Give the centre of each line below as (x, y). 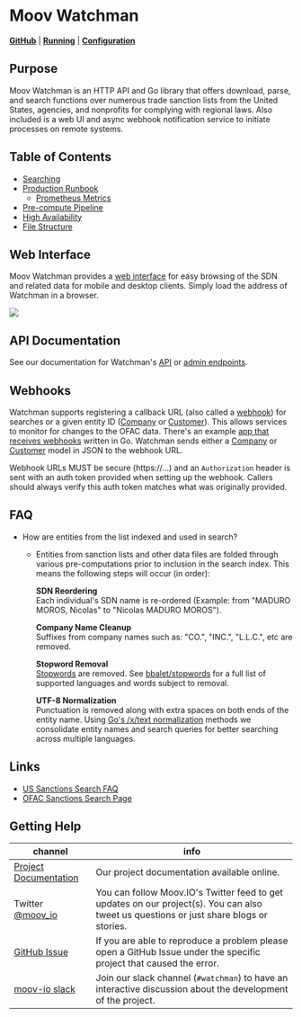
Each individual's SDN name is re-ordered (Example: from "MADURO (163, 600)
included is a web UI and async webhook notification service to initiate (140, 119)
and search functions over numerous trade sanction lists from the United (144, 100)
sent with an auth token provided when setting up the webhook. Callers (141, 477)
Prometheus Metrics (73, 198)
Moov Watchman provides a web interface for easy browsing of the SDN (144, 276)
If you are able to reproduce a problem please (192, 941)
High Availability (52, 217)
